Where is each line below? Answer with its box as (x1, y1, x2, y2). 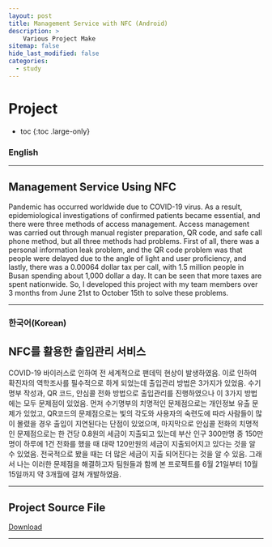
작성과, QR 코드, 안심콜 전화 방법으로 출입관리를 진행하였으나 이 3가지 (23, 388, 243, 398)
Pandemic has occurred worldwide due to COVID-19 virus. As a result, (8, 202, 243, 212)
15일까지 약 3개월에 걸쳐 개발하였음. (8, 469, 121, 479)
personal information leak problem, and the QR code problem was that (8, 245, 243, 254)
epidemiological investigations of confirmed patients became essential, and (8, 210, 261, 220)
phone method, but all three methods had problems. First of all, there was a (8, 236, 260, 246)
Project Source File (8, 500, 106, 515)
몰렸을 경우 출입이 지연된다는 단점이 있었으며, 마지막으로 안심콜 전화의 (16, 418, 237, 428)
